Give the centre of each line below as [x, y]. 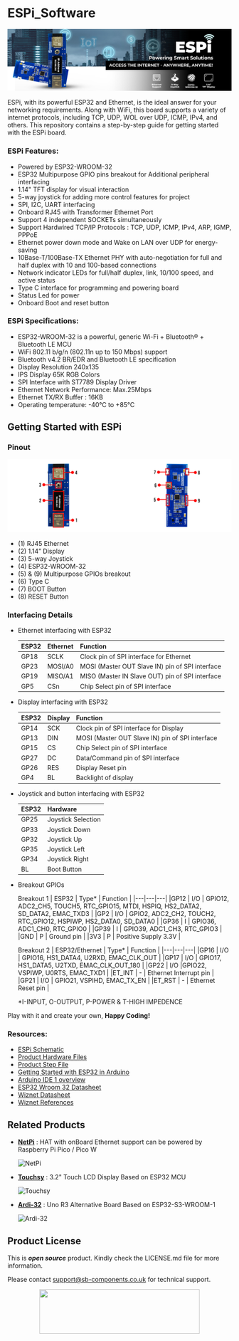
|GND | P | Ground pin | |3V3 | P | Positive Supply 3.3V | [99, 937]
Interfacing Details [40, 615]
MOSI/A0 [61, 666]
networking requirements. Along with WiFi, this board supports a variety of [117, 110]
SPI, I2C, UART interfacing [56, 204]
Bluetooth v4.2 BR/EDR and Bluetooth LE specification [97, 359]
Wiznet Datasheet [44, 1095]
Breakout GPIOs [41, 885]
